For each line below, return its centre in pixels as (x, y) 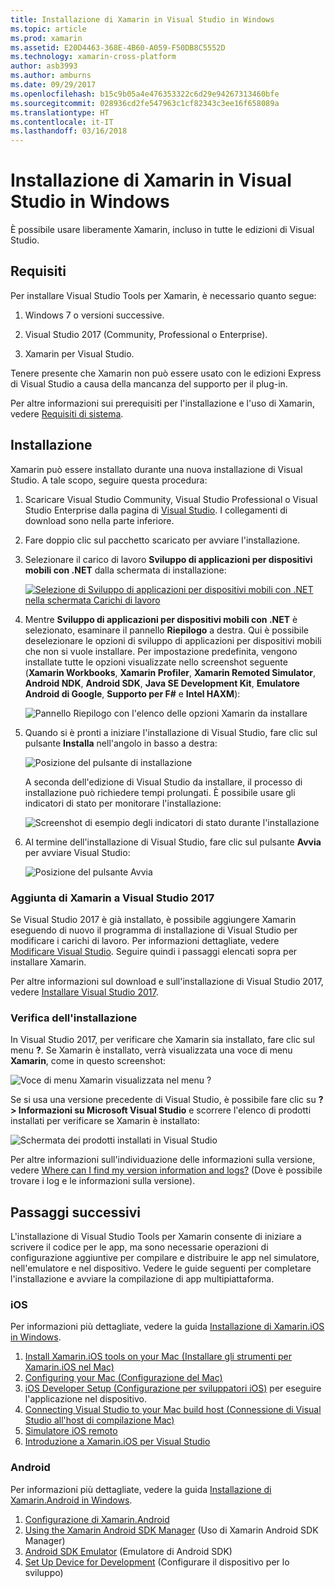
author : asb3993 (44, 66)
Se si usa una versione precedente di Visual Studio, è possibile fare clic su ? (167, 1100)
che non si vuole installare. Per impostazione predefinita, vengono (161, 651)
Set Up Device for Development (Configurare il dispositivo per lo (157, 1562)
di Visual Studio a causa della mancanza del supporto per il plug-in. (149, 383)
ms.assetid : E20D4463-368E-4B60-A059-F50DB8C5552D (118, 47)
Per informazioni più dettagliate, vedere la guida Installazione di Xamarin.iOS (167, 1327)
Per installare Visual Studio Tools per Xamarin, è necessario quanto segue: (163, 295)
